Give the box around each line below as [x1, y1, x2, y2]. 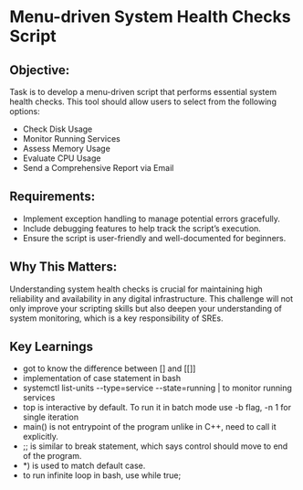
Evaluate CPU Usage [22, 153, 101, 164]
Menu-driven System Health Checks [9, 6, 291, 27]
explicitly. [22, 431, 59, 442]
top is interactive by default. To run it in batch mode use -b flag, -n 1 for [22, 402, 292, 413]
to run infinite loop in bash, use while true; [22, 470, 182, 481]
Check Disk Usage [22, 123, 93, 134]
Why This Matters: [9, 259, 118, 275]
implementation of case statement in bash [22, 373, 181, 384]
